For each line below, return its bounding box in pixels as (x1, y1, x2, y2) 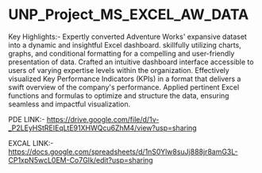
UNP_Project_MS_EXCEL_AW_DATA (8, 6, 249, 24)
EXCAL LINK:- (8, 138, 54, 148)
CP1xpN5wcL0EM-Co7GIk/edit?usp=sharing (8, 155, 153, 164)
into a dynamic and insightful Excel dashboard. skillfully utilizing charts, (8, 40, 242, 49)
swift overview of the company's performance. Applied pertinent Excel (8, 82, 240, 92)
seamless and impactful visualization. (8, 99, 131, 109)
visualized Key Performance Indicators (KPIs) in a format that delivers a (8, 74, 241, 83)
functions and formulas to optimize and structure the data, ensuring (8, 90, 229, 100)
